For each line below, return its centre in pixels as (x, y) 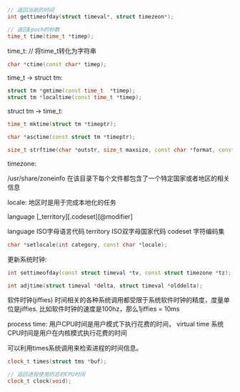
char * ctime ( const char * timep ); (57, 64)
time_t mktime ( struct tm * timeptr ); (62, 124)
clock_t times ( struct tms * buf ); (57, 362)
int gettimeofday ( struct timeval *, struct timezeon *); (91, 16)
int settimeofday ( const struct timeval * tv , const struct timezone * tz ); (120, 273)
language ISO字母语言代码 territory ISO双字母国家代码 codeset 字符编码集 (116, 231)
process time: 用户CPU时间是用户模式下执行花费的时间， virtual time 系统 (115, 324)
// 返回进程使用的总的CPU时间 (46, 375)
